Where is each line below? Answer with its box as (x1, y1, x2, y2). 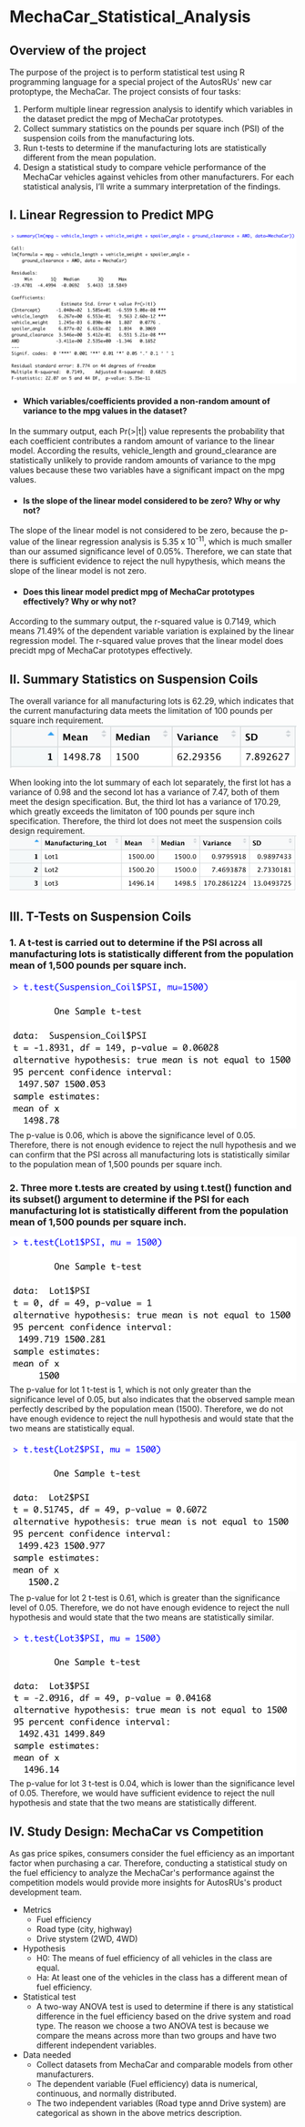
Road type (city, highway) (36, 1923, 133, 1934)
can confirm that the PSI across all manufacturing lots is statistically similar (9, 1149, 290, 1160)
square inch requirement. (9, 715, 105, 726)
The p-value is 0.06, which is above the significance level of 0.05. (9, 1129, 256, 1140)
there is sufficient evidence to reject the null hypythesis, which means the (9, 555, 286, 566)
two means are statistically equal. (9, 1423, 135, 1434)
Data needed (22, 2049, 72, 2060)
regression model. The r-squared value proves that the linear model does (9, 636, 284, 646)
